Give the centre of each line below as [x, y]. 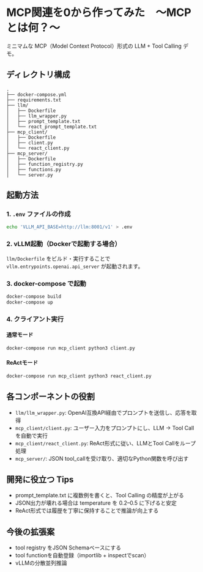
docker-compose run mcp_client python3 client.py [71, 348]
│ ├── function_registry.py [45, 164]
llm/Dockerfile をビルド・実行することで [58, 258]
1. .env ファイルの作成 [39, 214]
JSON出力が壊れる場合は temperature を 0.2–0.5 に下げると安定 [96, 503]
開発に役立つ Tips [40, 479]
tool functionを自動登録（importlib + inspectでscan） [82, 555]
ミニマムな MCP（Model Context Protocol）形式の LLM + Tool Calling [94, 46]
